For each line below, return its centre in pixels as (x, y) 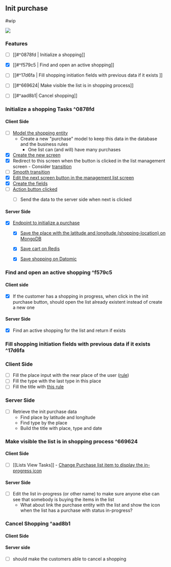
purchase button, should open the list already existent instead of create (88, 302)
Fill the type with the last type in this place (57, 381)
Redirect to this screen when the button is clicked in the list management (89, 161)
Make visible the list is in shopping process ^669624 (72, 441)
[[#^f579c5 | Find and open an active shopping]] (63, 65)
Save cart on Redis (40, 249)
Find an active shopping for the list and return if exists (69, 330)
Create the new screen (37, 155)
